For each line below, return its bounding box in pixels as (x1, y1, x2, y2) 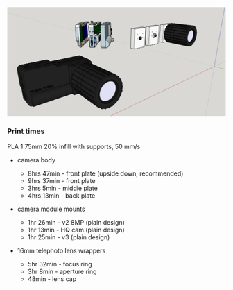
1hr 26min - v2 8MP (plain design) (27, 218, 125, 226)
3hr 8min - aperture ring (27, 267, 97, 275)
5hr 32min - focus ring (27, 259, 92, 268)
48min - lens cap (27, 274, 77, 283)
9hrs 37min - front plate (27, 176, 96, 185)
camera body (17, 155, 55, 164)
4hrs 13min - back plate (27, 191, 96, 200)
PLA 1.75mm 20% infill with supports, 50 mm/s (7, 142, 141, 151)
